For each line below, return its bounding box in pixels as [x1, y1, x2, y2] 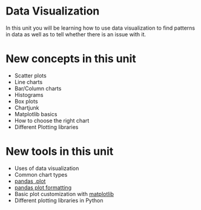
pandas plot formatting [14, 183, 72, 191]
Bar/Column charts [14, 85, 62, 92]
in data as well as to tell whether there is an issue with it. [5, 30, 147, 38]
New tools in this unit [5, 145, 114, 159]
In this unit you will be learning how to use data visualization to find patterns [5, 24, 195, 31]
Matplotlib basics [14, 110, 58, 117]
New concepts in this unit [5, 52, 137, 66]
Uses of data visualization [14, 165, 79, 172]
